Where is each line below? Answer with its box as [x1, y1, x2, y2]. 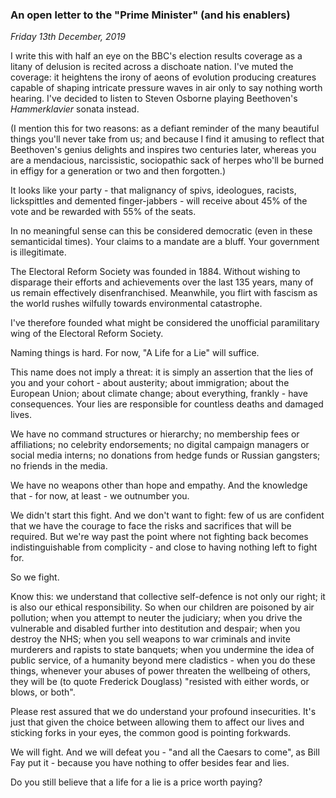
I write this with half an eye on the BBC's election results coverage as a [10, 50, 303, 62]
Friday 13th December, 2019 [10, 31, 126, 43]
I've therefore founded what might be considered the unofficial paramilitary [10, 317, 320, 329]
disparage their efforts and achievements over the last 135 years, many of [10, 276, 314, 288]
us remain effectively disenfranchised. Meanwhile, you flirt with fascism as [10, 287, 318, 299]
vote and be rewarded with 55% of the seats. [10, 206, 197, 218]
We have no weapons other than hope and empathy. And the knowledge [10, 479, 308, 492]
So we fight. [10, 571, 60, 583]
